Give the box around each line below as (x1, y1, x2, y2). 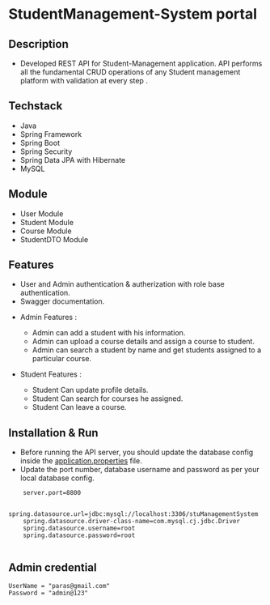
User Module (19, 208, 64, 219)
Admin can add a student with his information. (32, 328, 186, 338)
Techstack (8, 99, 63, 113)
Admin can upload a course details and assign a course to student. (32, 337, 255, 347)
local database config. (19, 473, 95, 483)
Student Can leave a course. (32, 403, 127, 412)
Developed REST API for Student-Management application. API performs (19, 58, 263, 68)
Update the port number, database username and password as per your (19, 465, 260, 475)
